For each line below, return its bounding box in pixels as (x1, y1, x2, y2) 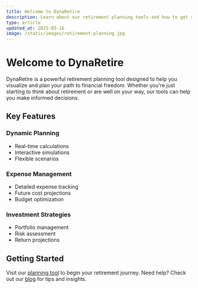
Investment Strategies (6, 210, 71, 218)
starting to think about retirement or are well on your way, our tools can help (6, 88, 190, 95)
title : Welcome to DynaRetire (6, 8, 81, 15)
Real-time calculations (14, 142, 69, 149)
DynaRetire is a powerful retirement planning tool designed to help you (6, 76, 178, 83)
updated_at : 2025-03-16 (6, 25, 65, 31)
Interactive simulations (14, 149, 70, 156)
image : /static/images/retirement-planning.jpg (6, 31, 126, 37)
